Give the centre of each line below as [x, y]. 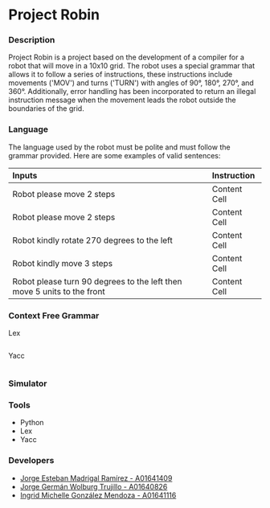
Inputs [25, 175]
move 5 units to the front [59, 291]
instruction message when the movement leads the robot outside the [122, 100]
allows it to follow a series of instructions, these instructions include [121, 75]
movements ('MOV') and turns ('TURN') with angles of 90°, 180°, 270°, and [131, 83]
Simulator [28, 383]
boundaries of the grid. [46, 109]
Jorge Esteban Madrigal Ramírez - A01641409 [96, 478]
